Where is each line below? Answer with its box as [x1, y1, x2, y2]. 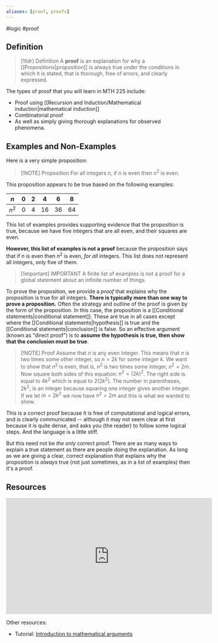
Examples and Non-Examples [6, 141, 116, 151]
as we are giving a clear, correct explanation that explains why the [6, 452, 166, 460]
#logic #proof [6, 25, 39, 32]
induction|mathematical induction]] [14, 106, 100, 113]
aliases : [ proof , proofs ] [6, 8, 69, 15]
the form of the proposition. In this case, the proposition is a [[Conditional [6, 306, 184, 313]
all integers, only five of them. [6, 258, 78, 265]
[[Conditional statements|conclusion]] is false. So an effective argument [6, 325, 180, 332]
